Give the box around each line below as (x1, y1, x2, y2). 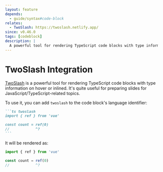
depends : (5, 12, 23, 16)
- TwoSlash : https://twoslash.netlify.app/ (9, 25, 98, 30)
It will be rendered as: (5, 140, 49, 146)
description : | (5, 39, 36, 44)
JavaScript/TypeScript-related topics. (5, 90, 80, 96)
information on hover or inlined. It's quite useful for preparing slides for (5, 85, 147, 91)
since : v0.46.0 (5, 30, 36, 34)
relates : (5, 20, 23, 26)
